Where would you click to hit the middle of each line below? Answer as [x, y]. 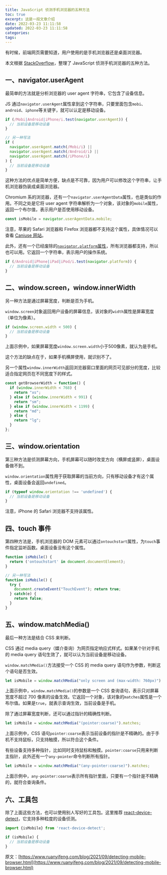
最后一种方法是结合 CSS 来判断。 [39, 637]
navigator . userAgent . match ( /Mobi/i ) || [51, 147]
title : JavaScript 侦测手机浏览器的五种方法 [47, 10]
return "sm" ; [28, 402]
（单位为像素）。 [22, 318]
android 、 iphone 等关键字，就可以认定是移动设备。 [57, 110]
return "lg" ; [28, 420]
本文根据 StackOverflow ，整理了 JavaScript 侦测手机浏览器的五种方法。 [79, 63]
